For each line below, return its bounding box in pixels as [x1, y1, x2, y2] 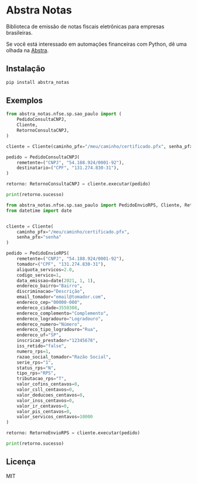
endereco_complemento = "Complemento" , [16, 310, 109, 316]
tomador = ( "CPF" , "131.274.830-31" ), [16, 261, 107, 267]
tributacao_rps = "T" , [16, 376, 67, 382]
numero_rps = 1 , [16, 348, 51, 354]
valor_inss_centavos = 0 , [16, 397, 75, 404]
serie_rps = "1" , [16, 359, 54, 365]
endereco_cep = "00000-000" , [16, 300, 83, 306]
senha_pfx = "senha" [16, 234, 62, 241]
